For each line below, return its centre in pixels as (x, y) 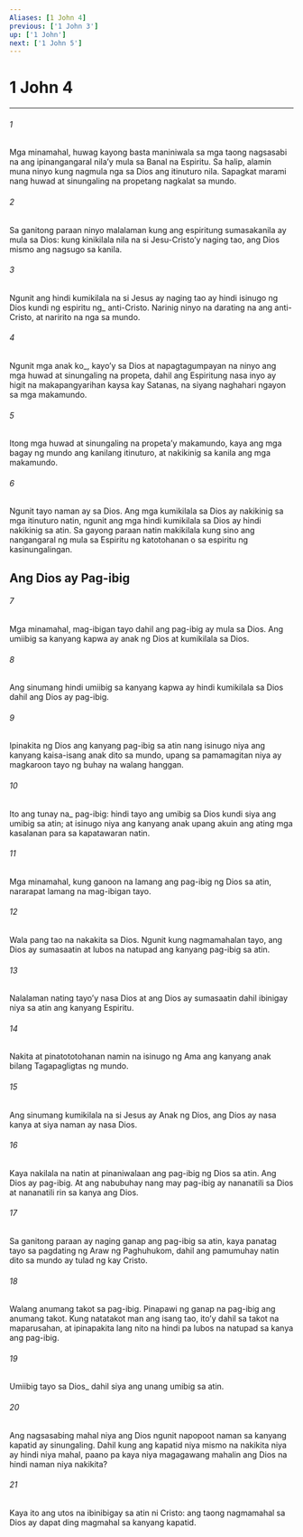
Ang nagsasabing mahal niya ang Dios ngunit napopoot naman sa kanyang (148, 1435)
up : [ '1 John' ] (38, 34)
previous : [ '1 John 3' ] (54, 26)
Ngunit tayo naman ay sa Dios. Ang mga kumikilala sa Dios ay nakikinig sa (147, 511)
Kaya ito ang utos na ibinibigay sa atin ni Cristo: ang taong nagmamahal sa (147, 1513)
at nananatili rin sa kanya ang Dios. (74, 1192)
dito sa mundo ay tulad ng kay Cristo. (78, 1260)
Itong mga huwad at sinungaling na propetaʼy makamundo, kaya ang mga (146, 443)
